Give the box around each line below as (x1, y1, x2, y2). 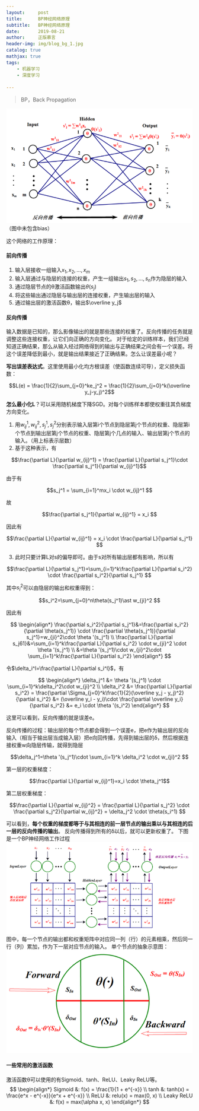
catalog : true (6, 47, 41, 53)
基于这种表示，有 (14, 444, 57, 451)
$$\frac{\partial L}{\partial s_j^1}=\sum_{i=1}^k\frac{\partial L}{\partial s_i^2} (7, 565, 192, 572)
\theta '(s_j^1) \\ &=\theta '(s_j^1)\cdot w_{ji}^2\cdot (37, 646, 162, 653)
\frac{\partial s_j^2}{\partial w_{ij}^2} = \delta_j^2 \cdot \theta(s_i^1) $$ (13, 808, 186, 815)
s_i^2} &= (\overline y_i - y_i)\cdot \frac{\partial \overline (36, 696, 174, 703)
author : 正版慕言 (6, 34, 56, 41)
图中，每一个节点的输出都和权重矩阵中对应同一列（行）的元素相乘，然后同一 (6, 935, 193, 943)
